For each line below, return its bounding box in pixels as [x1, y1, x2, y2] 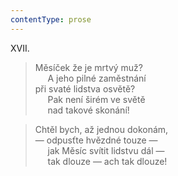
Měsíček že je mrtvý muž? [34, 61, 143, 73]
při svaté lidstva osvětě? [34, 82, 136, 95]
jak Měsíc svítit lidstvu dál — [47, 144, 165, 156]
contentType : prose [10, 14, 92, 25]
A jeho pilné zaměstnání [47, 72, 147, 84]
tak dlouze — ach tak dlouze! [47, 155, 168, 167]
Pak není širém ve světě [47, 93, 146, 105]
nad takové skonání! [47, 104, 130, 116]
